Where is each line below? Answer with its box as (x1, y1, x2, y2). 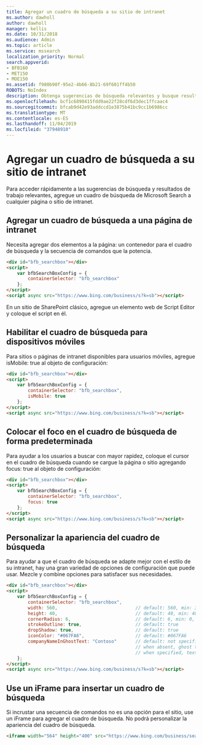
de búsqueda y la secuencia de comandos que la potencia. (6, 247, 152, 254)
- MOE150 (6, 76, 28, 82)
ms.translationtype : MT (6, 110, 66, 116)
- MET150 (6, 71, 28, 77)
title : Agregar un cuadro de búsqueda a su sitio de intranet (6, 8, 165, 15)
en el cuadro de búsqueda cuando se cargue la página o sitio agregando (6, 459, 186, 466)
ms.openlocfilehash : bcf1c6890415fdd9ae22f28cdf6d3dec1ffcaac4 (6, 98, 168, 104)
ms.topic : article (6, 43, 52, 49)
